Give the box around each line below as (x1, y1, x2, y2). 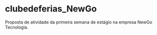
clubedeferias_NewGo (5, 3, 97, 14)
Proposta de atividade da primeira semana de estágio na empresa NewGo (5, 19, 153, 25)
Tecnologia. (5, 24, 29, 30)
